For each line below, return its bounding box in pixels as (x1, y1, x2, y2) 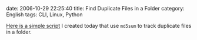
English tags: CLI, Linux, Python (6, 11, 83, 18)
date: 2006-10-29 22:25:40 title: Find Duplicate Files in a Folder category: (6, 5, 185, 12)
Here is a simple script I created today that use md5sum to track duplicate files (6, 23, 192, 29)
